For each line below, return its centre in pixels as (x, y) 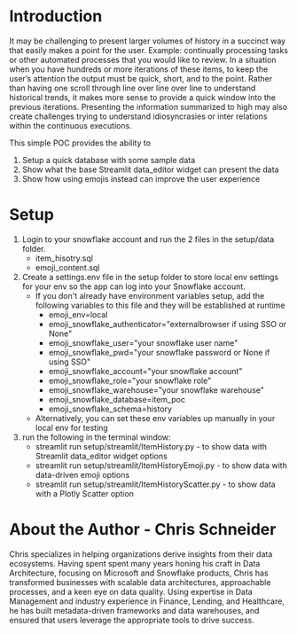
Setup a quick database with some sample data (109, 160)
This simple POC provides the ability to (80, 143)
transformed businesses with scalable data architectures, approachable (140, 582)
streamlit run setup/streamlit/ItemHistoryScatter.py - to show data (156, 484)
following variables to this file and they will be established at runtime (160, 305)
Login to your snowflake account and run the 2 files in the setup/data (148, 239)
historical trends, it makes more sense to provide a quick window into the (143, 97)
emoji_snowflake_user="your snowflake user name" (143, 342)
